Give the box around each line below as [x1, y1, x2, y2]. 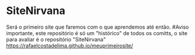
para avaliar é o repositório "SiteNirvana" [6, 36, 106, 43]
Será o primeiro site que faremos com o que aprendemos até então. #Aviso [6, 23, 189, 30]
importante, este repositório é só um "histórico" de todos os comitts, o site [6, 29, 188, 36]
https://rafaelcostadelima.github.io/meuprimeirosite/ [6, 42, 134, 49]
